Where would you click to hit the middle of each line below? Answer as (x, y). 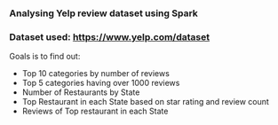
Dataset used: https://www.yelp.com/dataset (110, 36)
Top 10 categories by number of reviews (96, 74)
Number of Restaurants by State (81, 92)
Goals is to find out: (45, 57)
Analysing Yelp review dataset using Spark (103, 13)
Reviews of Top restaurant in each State (95, 111)
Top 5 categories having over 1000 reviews (101, 83)
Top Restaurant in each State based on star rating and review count (145, 102)
